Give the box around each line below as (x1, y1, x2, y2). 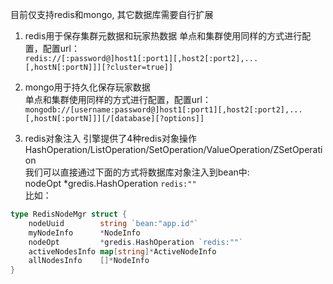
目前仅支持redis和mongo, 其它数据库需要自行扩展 (10, 9, 214, 20)
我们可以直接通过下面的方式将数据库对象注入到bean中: (24, 166, 250, 178)
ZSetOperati (273, 144, 323, 155)
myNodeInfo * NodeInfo (28, 228, 141, 238)
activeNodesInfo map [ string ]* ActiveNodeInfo (28, 246, 217, 257)
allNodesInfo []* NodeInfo (28, 256, 150, 266)
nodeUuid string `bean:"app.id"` (28, 218, 199, 228)
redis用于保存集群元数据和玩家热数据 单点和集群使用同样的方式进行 (24, 30, 303, 42)
